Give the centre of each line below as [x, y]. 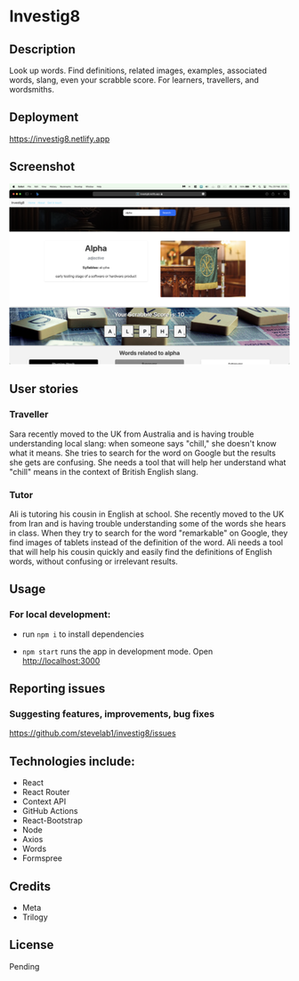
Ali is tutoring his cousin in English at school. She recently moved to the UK [147, 514]
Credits [30, 886]
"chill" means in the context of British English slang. [104, 471]
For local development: [60, 615]
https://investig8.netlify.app [60, 139]
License [32, 945]
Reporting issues [57, 689]
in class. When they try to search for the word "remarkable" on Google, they [149, 533]
